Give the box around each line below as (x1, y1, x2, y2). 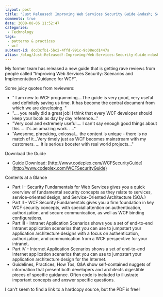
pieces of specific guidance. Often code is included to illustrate (12, 272, 139, 278)
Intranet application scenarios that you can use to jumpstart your (12, 226, 142, 231)
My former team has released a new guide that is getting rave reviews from (5, 66, 155, 71)
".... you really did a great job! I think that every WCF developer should (12, 110, 152, 116)
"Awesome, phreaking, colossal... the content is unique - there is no (12, 131, 147, 137)
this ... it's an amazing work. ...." (12, 126, 76, 132)
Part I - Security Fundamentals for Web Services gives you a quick (12, 184, 145, 190)
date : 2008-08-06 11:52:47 (5, 20, 60, 26)
